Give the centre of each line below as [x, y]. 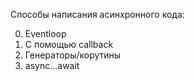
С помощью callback [69, 44]
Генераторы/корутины [73, 55]
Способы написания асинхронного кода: [97, 14]
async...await [52, 65]
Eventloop [45, 33]
